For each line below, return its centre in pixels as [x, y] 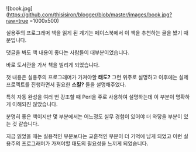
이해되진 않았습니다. [35, 104]
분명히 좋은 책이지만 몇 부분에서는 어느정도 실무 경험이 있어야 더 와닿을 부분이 [94, 116]
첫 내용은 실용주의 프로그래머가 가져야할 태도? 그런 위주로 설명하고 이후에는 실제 [97, 77]
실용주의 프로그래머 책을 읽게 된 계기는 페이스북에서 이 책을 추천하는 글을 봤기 [94, 33]
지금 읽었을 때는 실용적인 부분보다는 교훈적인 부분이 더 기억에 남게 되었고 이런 [94, 136]
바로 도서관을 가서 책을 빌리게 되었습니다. [53, 65]
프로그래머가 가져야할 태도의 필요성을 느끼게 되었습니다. [85, 143]
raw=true [17, 21]
